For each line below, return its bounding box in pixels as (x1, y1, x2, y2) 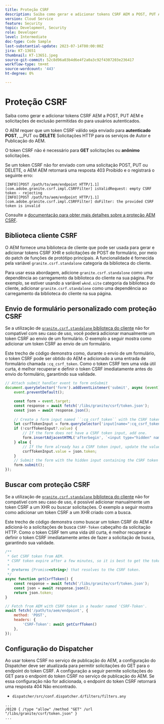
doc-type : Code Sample (5, 39, 51, 44)
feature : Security (5, 21, 42, 26)
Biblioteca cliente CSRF (5, 232, 78, 240)
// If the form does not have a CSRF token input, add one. (22, 431, 147, 436)
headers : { (14, 618, 36, 622)
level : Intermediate (5, 35, 47, 40)
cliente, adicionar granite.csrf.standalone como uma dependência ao (5, 285, 147, 291)
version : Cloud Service (5, 16, 54, 21)
